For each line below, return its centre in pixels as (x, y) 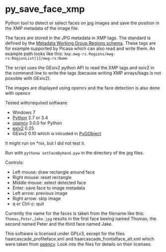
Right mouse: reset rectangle (42, 177)
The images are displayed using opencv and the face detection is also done (83, 87)
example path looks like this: (34, 54)
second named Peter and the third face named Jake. (59, 224)
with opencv (18, 93)
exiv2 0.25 (23, 128)
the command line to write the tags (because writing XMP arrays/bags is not (83, 73)
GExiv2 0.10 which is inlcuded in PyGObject (57, 133)
